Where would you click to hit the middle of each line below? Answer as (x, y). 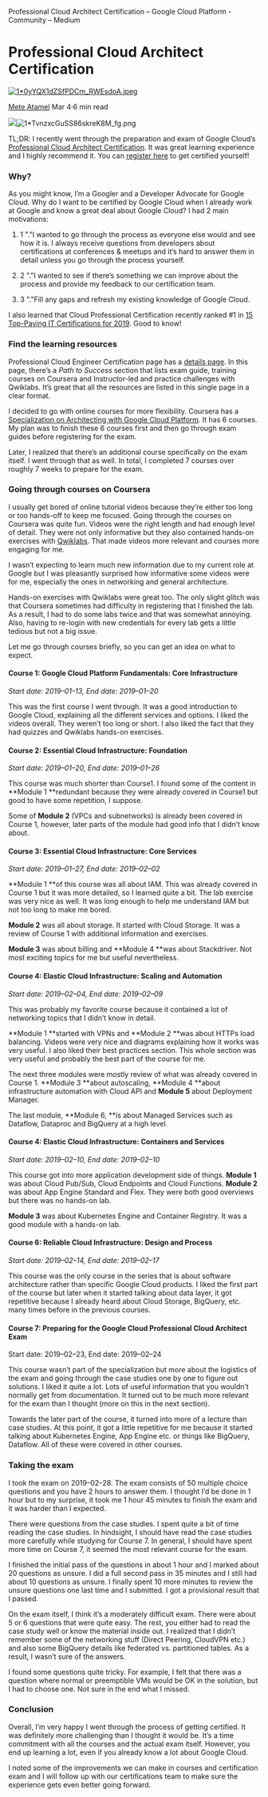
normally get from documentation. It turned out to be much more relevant (129, 1395)
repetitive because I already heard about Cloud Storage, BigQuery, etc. (125, 1301)
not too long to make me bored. (60, 910)
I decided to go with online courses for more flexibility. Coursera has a (124, 411)
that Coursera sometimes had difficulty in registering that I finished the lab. (132, 605)
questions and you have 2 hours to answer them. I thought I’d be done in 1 (130, 1491)
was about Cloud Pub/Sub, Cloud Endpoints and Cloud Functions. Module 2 (133, 1183)
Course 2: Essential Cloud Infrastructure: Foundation (98, 750)
